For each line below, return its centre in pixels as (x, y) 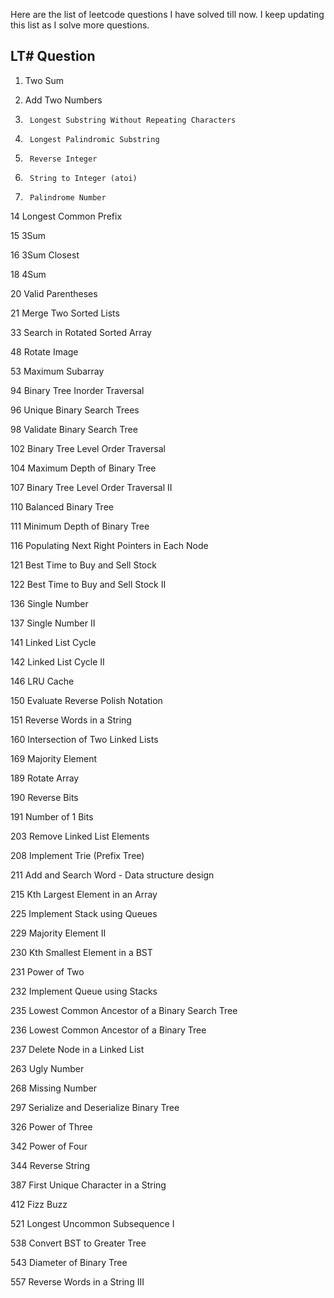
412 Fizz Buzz (39, 1204)
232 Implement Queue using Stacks (84, 991)
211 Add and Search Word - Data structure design (112, 875)
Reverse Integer (63, 159)
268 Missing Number (53, 1088)
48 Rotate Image (44, 351)
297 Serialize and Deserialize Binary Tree (95, 1107)
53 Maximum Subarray (57, 371)
